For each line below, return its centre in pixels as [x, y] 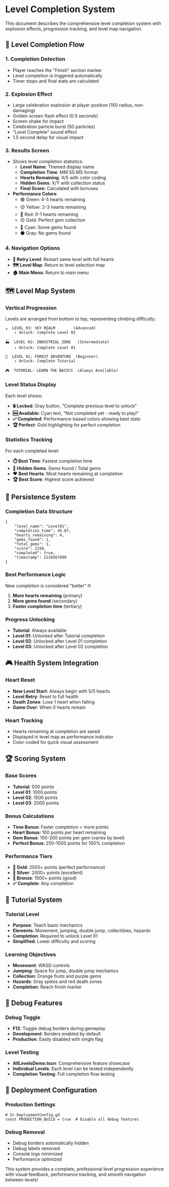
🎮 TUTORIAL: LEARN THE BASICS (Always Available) [62, 371]
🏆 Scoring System [35, 759]
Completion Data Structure [39, 512]
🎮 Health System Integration [52, 663]
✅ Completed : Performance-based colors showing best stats [76, 418]
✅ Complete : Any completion [43, 884]
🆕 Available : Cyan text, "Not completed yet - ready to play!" [76, 413]
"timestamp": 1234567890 [40, 558]
